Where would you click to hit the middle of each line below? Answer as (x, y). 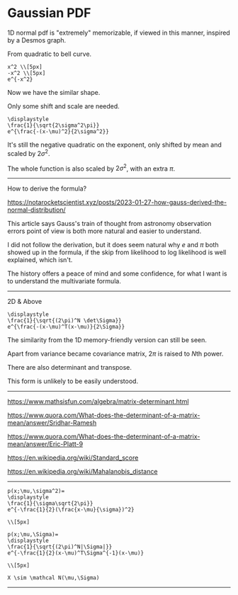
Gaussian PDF (49, 13)
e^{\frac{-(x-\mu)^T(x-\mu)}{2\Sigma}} (66, 327)
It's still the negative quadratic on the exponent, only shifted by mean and (114, 144)
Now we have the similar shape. (54, 92)
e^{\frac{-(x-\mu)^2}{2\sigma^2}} (58, 131)
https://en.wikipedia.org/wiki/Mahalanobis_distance (83, 472)
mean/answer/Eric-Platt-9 (45, 444)
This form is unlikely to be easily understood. (73, 381)
